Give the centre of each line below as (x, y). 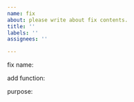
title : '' (21, 26)
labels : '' (23, 33)
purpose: (20, 92)
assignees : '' (28, 39)
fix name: (20, 65)
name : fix (21, 13)
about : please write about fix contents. (68, 20)
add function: (26, 78)
